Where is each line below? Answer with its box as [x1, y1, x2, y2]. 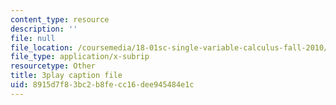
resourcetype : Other [10, 61, 97, 71]
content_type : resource [10, 14, 110, 25]
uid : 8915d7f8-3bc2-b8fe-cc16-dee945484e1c [10, 80, 195, 90]
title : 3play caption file [10, 71, 123, 81]
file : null [10, 33, 56, 43]
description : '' [10, 24, 78, 34]
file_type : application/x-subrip [10, 52, 150, 62]
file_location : [10, 42, 74, 53]
